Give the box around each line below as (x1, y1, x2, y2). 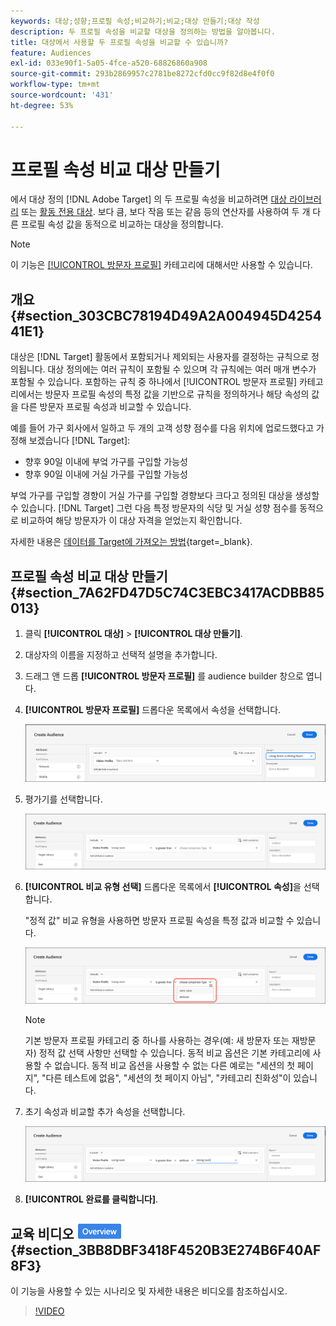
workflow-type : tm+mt (10, 80, 101, 90)
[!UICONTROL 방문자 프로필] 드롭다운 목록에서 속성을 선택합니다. (24, 704, 282, 716)
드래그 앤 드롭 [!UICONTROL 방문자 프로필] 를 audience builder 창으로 (24, 670, 304, 682)
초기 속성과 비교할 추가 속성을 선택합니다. (24, 1105, 186, 1117)
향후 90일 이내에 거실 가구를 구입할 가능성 (24, 468, 188, 480)
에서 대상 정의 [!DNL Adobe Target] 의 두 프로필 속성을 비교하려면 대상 (10, 193, 288, 205)
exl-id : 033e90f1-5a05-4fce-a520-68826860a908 (10, 58, 208, 69)
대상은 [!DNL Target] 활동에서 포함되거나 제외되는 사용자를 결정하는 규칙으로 (10, 351, 310, 363)
